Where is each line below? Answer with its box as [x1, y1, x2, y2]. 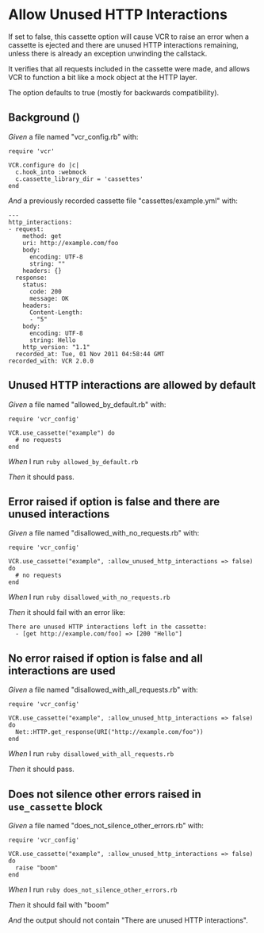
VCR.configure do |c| [8, 161, 80, 169]
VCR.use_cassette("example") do [8, 428, 115, 437]
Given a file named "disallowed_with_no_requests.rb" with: [8, 528, 200, 538]
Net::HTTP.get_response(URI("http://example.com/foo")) [15, 728, 204, 736]
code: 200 [29, 287, 62, 295]
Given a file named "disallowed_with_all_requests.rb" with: [8, 685, 198, 695]
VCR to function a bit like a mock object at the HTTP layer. [8, 72, 198, 82]
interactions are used [8, 664, 116, 678]
